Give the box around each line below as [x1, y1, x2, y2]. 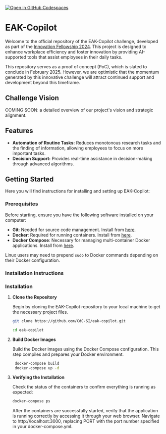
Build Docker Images [12, 337, 56, 342]
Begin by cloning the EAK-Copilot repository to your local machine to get [12, 303, 161, 309]
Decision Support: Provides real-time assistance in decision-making [12, 155, 153, 161]
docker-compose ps [12, 399, 51, 404]
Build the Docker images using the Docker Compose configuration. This [12, 346, 159, 352]
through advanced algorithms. [12, 161, 74, 167]
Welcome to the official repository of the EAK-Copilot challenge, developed [5, 38, 159, 44]
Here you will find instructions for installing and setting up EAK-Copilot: [5, 188, 150, 194]
